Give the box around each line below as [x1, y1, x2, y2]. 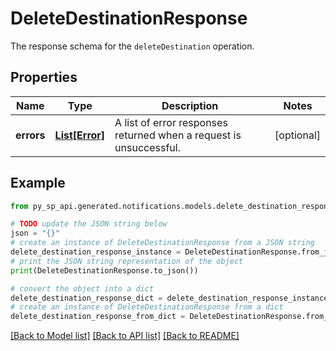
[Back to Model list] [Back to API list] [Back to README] [10, 330, 240, 342]
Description [161, 98, 219, 112]
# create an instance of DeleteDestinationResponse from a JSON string [10, 238, 315, 248]
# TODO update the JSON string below [10, 219, 168, 229]
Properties [10, 69, 78, 86]
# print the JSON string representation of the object [10, 256, 244, 266]
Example [10, 175, 66, 192]
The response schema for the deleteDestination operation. [10, 40, 255, 52]
